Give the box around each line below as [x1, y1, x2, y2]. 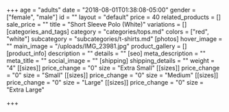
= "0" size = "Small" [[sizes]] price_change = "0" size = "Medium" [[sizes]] [6, 71, 219, 79]
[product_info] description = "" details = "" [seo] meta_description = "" [6, 49, 206, 57]
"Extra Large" [6, 85, 45, 94]
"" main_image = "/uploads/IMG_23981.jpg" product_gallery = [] [6, 42, 187, 50]
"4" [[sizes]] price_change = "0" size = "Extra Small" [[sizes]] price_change [6, 64, 220, 72]
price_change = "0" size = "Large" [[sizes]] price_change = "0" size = [6, 79, 204, 86]
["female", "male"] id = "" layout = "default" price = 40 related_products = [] [6, 13, 221, 21]
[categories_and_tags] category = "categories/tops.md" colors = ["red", [6, 27, 210, 36]
